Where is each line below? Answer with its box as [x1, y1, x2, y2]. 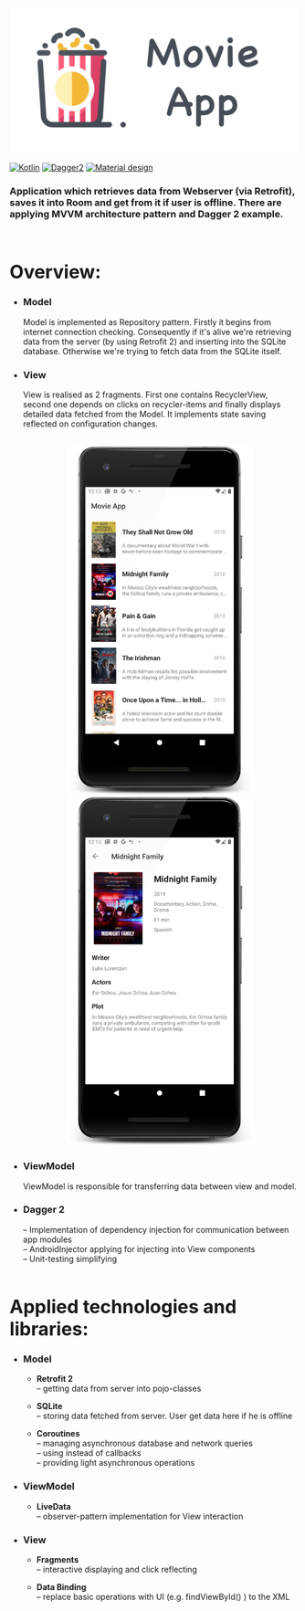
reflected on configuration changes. [22, 418, 158, 429]
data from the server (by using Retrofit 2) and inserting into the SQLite [22, 336, 287, 347]
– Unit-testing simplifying [22, 1253, 118, 1264]
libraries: [9, 1317, 89, 1341]
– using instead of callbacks [36, 1448, 142, 1458]
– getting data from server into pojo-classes [36, 1383, 202, 1395]
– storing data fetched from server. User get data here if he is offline [36, 1410, 293, 1422]
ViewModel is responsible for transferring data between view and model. [22, 1181, 297, 1192]
